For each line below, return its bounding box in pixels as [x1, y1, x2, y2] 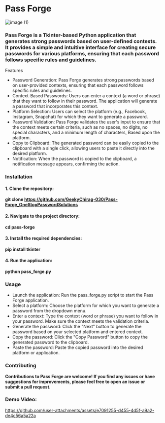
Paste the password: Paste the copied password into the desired [12, 345, 143, 350]
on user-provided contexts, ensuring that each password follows [12, 82, 144, 88]
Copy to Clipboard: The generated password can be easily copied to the [12, 140, 159, 146]
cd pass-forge [5, 224, 35, 230]
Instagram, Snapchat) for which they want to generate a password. [12, 114, 148, 120]
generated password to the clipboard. [12, 339, 89, 346]
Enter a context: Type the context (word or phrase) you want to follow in [12, 313, 159, 319]
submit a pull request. [5, 384, 51, 390]
